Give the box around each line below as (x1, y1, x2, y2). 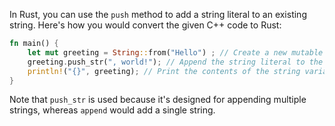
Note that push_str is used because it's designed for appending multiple (9, 94, 307, 106)
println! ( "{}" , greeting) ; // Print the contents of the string (27, 66, 301, 76)
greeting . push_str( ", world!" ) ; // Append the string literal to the (27, 57, 324, 67)
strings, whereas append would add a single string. (9, 104, 216, 116)
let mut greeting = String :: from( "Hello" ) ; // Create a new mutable (27, 47, 324, 58)
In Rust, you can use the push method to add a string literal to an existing (9, 9, 307, 20)
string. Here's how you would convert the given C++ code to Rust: (9, 19, 282, 31)
